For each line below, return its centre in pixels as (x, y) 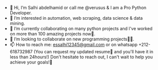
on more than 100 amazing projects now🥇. (52, 34)
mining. (17, 23)
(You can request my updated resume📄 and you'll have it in (94, 52)
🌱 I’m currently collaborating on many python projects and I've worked (81, 29)
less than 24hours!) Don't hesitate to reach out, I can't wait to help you (81, 57)
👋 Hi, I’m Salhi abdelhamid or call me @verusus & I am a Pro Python (78, 8)
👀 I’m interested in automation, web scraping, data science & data (76, 18)
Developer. (21, 13)
